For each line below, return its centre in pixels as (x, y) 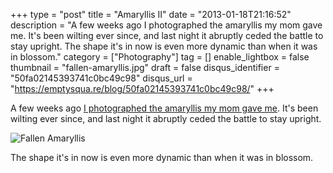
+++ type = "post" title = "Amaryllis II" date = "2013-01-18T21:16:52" (151, 14)
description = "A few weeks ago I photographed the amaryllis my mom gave (166, 25)
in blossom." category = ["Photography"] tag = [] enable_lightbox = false (160, 57)
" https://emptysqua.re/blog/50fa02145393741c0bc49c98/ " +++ (142, 88)
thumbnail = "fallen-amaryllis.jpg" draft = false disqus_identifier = (145, 67)
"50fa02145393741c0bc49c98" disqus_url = (101, 78)
